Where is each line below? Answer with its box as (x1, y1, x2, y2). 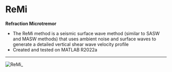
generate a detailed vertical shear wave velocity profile (12, 41, 129, 47)
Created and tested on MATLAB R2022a (12, 46, 97, 53)
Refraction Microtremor (5, 20, 57, 27)
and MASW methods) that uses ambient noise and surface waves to (12, 36, 156, 42)
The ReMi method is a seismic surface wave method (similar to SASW (12, 30, 160, 36)
